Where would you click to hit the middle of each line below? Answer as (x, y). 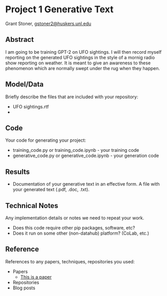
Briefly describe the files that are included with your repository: (72, 97)
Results (18, 172)
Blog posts (24, 288)
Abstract (20, 40)
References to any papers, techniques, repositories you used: (70, 261)
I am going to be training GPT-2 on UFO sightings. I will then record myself (83, 52)
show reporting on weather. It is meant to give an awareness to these (78, 63)
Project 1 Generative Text (59, 9)
